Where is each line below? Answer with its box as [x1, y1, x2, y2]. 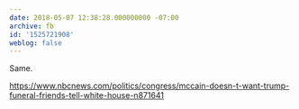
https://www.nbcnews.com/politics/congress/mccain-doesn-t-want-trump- [9, 80, 290, 91]
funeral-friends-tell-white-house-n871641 [9, 90, 165, 101]
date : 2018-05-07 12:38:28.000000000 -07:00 [9, 13, 179, 23]
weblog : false [9, 38, 63, 48]
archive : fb [9, 22, 54, 31]
